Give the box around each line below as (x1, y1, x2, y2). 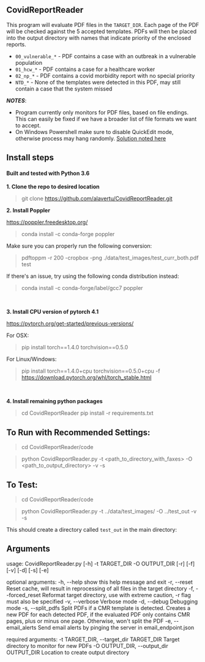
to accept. (15, 122, 41, 129)
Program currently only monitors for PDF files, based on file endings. (15, 108, 188, 116)
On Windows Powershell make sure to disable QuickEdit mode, (15, 128, 174, 135)
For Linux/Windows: (6, 355, 57, 363)
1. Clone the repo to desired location (6, 183, 100, 190)
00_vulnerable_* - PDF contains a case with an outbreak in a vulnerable (15, 52, 196, 60)
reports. (6, 40, 26, 48)
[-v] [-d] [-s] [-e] (6, 566, 49, 574)
